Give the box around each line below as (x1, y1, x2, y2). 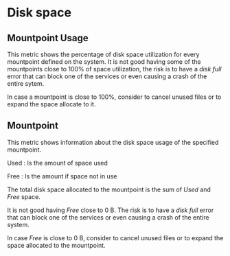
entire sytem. (7, 80, 45, 87)
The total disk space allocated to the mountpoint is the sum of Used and (7, 185, 211, 194)
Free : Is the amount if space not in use (7, 172, 117, 180)
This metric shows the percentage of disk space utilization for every (7, 50, 200, 58)
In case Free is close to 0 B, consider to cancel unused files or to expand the (7, 233, 224, 242)
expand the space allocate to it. (7, 100, 96, 108)
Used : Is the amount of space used (7, 159, 108, 167)
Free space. (7, 192, 41, 200)
